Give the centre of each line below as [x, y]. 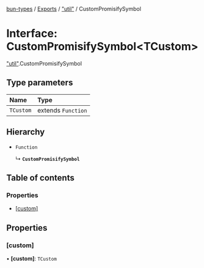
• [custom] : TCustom [31, 258]
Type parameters [40, 83]
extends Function [62, 110]
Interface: [32, 34]
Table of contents [40, 178]
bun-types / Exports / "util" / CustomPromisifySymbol [74, 9]
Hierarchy [26, 132]
